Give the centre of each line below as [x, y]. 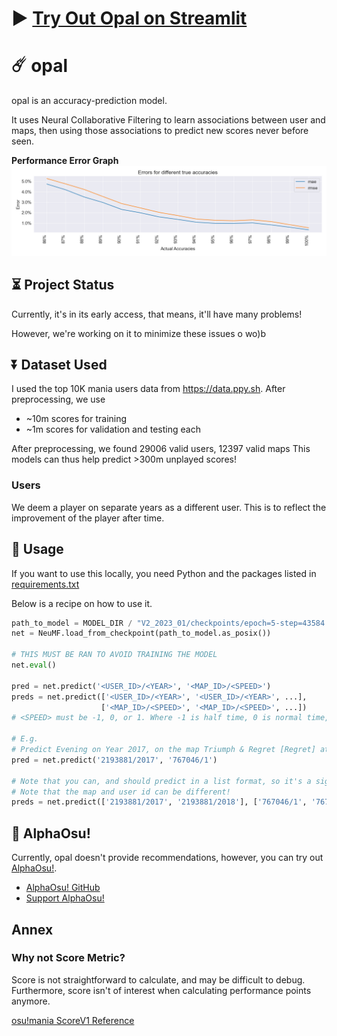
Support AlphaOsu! [65, 898]
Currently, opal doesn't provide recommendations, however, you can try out [167, 858]
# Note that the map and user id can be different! [121, 792]
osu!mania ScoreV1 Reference [73, 1020]
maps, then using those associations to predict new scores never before [160, 131]
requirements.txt [45, 584]
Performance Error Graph [65, 161]
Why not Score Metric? [68, 958]
